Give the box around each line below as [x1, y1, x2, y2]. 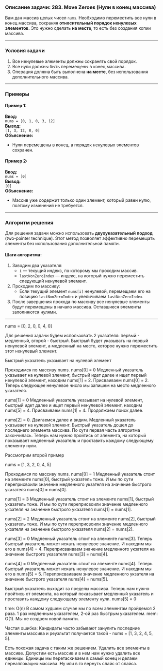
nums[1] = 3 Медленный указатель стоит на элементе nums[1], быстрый [5, 496, 154, 502]
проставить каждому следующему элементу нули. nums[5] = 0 [5, 596, 137, 602]
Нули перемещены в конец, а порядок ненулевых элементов [12, 142, 139, 148]
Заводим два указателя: [12, 263, 63, 268]
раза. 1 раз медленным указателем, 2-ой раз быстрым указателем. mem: [5, 611, 158, 616]
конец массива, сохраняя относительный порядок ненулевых [5, 20, 137, 26]
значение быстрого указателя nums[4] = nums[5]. [5, 576, 109, 582]
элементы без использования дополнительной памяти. [5, 241, 120, 247]
